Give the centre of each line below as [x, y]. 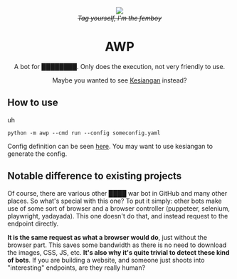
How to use [33, 103]
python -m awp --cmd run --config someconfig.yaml [84, 133]
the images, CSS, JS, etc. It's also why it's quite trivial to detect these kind [118, 252]
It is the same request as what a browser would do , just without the [107, 237]
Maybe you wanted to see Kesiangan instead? [120, 80]
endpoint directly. [33, 223]
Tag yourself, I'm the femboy [120, 18]
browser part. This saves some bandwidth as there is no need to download [117, 245]
